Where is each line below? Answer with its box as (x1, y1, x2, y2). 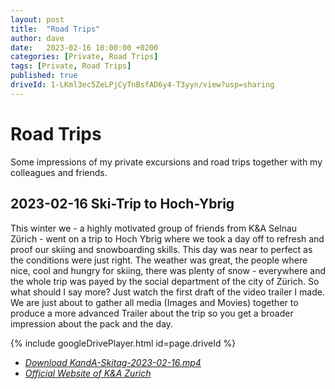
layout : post (10, 14, 65, 25)
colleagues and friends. (10, 166, 108, 178)
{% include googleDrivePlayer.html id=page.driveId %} (10, 337, 237, 349)
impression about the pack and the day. (10, 317, 174, 330)
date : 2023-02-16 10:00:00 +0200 (10, 42, 159, 53)
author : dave (10, 33, 65, 43)
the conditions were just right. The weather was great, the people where (10, 254, 308, 266)
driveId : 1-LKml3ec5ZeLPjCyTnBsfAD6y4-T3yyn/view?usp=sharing (10, 80, 275, 90)
